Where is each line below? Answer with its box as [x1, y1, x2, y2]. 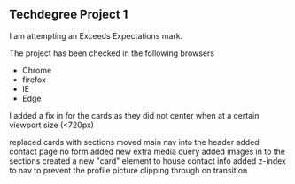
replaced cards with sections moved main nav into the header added [9, 136, 260, 147]
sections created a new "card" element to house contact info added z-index [9, 155, 286, 166]
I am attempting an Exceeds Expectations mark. [9, 30, 183, 41]
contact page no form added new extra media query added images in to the [9, 146, 286, 157]
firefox [21, 74, 47, 85]
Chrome [21, 65, 52, 75]
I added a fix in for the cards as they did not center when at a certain [9, 110, 260, 120]
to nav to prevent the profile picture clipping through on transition [9, 165, 248, 175]
